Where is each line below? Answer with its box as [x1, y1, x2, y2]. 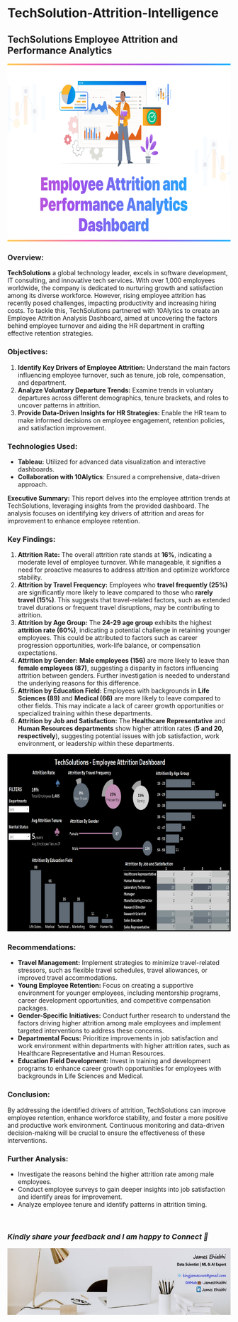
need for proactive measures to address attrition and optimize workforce [17, 565, 230, 574]
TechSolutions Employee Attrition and [7, 33, 178, 46]
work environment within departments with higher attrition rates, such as [17, 1042, 230, 1050]
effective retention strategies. [7, 329, 93, 338]
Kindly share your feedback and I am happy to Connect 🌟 [7, 1232, 209, 1242]
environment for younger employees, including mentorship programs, [17, 988, 221, 997]
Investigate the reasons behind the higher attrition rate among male [17, 1170, 215, 1178]
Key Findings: [7, 534, 56, 544]
